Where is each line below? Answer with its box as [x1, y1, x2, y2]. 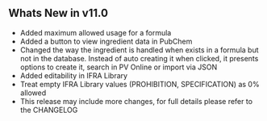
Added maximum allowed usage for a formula [19, 27, 172, 37]
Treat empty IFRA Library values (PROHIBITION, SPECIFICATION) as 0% [19, 79, 260, 89]
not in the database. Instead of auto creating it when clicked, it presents [19, 53, 259, 63]
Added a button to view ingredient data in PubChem [19, 36, 193, 46]
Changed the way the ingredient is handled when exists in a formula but [19, 44, 260, 55]
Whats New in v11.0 [8, 6, 109, 20]
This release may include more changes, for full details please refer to [19, 96, 252, 106]
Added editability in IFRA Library [19, 70, 127, 80]
